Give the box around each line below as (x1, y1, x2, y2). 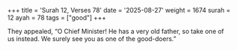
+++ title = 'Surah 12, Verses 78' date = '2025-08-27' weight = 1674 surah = (7, 6, 231, 14)
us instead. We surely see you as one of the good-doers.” (7, 35, 177, 43)
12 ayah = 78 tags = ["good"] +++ (7, 13, 107, 22)
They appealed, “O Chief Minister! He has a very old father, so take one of (7, 27, 224, 35)
